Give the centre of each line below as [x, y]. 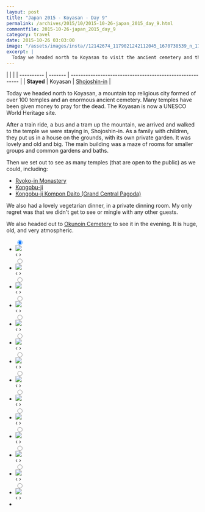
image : [15, 46]
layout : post [23, 12]
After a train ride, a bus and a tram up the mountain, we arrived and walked [101, 124]
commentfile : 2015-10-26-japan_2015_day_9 [61, 29]
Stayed [36, 81]
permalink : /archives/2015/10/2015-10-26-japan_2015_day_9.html [90, 23]
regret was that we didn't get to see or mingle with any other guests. [92, 212]
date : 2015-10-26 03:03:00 [41, 40]
